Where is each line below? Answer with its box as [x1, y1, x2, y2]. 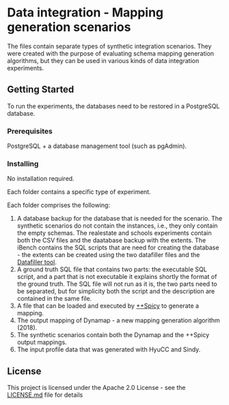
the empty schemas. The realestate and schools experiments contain [16, 229, 212, 237]
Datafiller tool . [16, 258, 57, 267]
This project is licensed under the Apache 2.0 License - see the [7, 384, 186, 392]
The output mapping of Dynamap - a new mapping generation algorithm [16, 317, 220, 325]
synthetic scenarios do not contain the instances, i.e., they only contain [16, 221, 218, 230]
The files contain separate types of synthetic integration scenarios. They [7, 42, 212, 50]
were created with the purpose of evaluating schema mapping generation [7, 49, 214, 58]
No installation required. [7, 175, 75, 183]
